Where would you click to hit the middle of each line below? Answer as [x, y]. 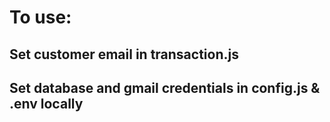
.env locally [46, 103]
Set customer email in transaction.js [124, 54]
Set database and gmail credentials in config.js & [165, 87]
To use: [40, 17]
